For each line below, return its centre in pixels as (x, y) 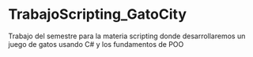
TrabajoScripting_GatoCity (98, 14)
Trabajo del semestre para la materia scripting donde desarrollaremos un (127, 36)
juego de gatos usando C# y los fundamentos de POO (96, 44)
